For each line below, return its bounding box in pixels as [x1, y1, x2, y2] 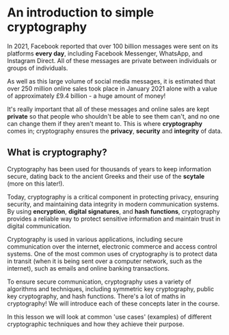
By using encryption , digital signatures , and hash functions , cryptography [7, 207, 220, 215]
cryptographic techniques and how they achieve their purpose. [7, 320, 185, 328]
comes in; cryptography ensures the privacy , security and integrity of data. [7, 127, 223, 135]
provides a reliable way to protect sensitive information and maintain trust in [7, 214, 221, 223]
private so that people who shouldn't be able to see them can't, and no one [7, 112, 220, 121]
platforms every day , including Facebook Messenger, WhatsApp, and [7, 49, 203, 58]
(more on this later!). [7, 179, 65, 188]
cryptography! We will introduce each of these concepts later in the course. [7, 299, 220, 308]
